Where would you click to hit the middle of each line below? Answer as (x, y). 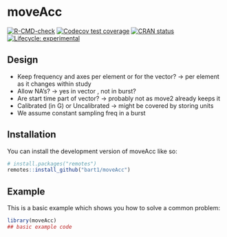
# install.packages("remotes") (52, 163)
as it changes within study (54, 84)
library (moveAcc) (32, 221)
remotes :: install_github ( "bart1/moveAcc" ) (69, 170)
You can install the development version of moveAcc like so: (92, 151)
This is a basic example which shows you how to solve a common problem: (113, 208)
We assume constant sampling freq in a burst (81, 113)
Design (23, 60)
